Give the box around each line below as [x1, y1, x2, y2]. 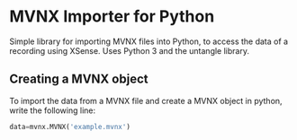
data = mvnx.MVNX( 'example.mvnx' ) [9, 122, 130, 131]
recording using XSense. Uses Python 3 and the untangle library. [9, 45, 250, 56]
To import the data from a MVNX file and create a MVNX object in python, [9, 95, 283, 106]
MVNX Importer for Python [9, 6, 215, 27]
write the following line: [9, 105, 96, 116]
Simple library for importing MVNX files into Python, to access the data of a [9, 36, 289, 47]
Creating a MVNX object [9, 72, 148, 87]
